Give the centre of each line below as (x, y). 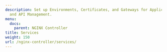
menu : (11, 19)
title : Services (22, 33)
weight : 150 (17, 38)
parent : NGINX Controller (41, 28)
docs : (15, 24)
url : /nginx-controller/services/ (41, 42)
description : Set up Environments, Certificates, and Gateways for (77, 10)
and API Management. (31, 14)
